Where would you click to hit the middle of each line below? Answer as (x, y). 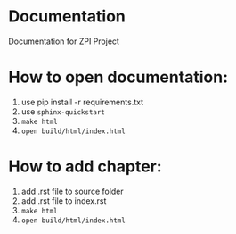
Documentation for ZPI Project (64, 41)
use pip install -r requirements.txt (82, 102)
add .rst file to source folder (72, 191)
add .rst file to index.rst (64, 201)
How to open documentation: (118, 77)
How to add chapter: (85, 167)
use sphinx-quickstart (63, 111)
